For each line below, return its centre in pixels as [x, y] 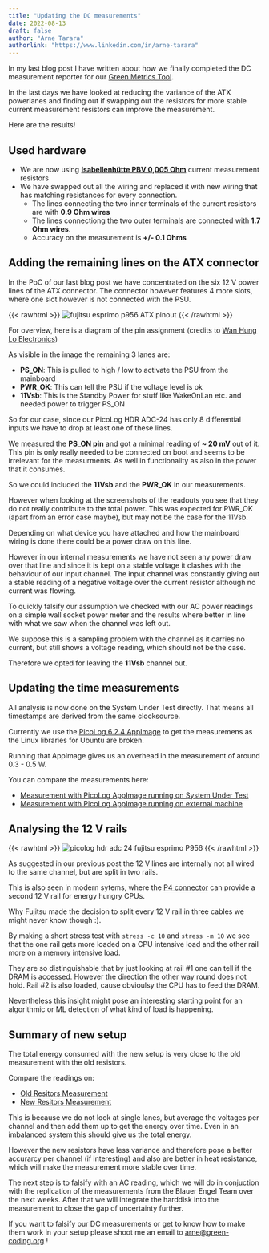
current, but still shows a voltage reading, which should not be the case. [127, 647]
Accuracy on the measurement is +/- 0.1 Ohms [109, 237]
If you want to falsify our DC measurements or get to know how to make [127, 1224]
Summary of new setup [68, 1035]
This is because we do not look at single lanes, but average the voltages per [134, 1118]
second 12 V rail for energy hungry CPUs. [77, 896]
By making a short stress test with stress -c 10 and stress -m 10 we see [129, 936]
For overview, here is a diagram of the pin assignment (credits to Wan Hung [133, 330]
